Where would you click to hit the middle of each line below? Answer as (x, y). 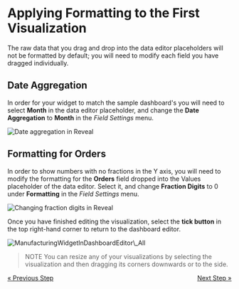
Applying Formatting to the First (104, 13)
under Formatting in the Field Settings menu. (74, 194)
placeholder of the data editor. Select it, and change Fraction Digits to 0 (113, 186)
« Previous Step (31, 278)
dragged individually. (38, 63)
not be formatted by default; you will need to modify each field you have (113, 56)
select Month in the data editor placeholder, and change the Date (103, 110)
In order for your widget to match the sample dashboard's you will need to (116, 103)
